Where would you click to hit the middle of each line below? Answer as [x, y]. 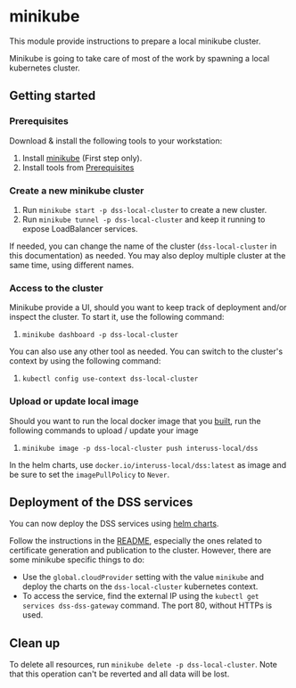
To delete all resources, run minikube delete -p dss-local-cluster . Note [144, 665]
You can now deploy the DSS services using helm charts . [114, 524]
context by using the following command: [85, 361]
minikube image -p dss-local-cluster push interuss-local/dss [140, 448]
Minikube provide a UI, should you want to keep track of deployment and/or [148, 307]
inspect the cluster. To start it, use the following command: [117, 317]
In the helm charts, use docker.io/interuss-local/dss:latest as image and [148, 464]
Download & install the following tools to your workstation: [116, 141]
